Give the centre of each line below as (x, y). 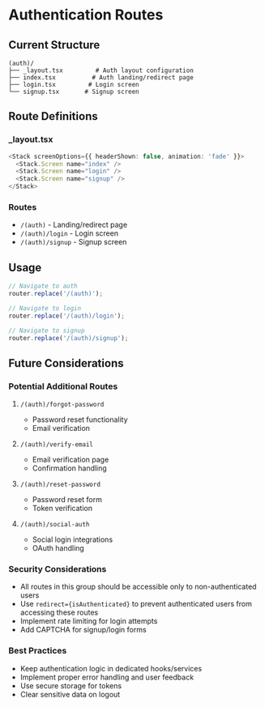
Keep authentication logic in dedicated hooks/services (111, 668)
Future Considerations (66, 363)
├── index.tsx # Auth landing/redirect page (101, 78)
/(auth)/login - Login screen (69, 233)
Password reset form (67, 500)
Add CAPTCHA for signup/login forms (83, 630)
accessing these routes (59, 612)
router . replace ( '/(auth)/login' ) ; (67, 316)
